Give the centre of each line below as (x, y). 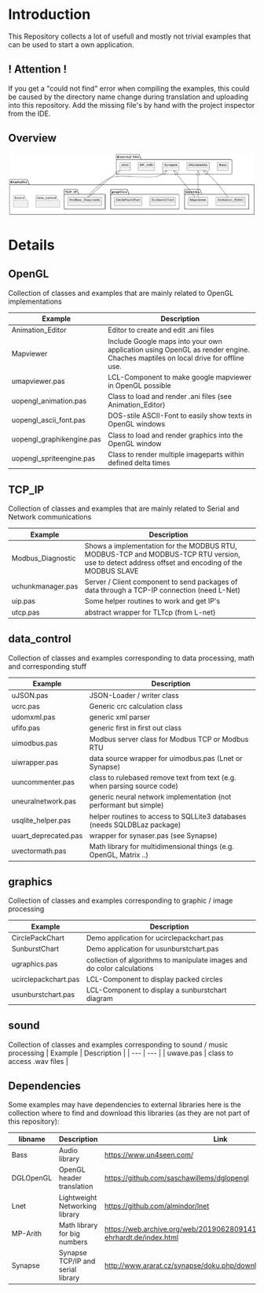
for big (69, 1233)
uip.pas (23, 601)
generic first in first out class (136, 728)
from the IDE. (29, 113)
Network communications (50, 517)
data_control (40, 639)
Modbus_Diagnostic (44, 558)
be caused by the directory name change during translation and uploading (128, 97)
